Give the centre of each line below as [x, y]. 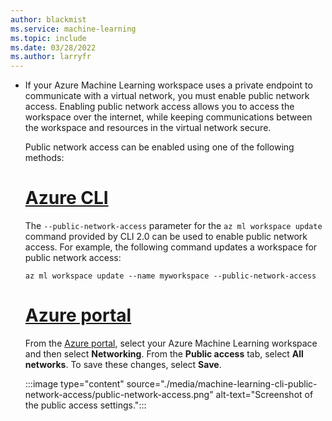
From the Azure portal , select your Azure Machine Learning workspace [171, 343]
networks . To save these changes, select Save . [123, 364]
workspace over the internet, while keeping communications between [168, 117]
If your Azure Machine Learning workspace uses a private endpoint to [168, 85]
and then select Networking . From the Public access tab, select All [164, 354]
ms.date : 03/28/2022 [53, 47]
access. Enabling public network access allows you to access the [159, 107]
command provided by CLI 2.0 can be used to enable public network [166, 237]
